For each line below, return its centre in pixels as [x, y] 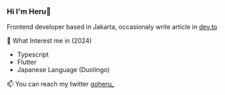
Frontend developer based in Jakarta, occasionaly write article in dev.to [112, 27]
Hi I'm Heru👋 [29, 11]
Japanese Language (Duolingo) [63, 70]
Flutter [27, 62]
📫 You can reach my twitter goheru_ [61, 84]
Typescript [33, 55]
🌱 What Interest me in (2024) [49, 41]
